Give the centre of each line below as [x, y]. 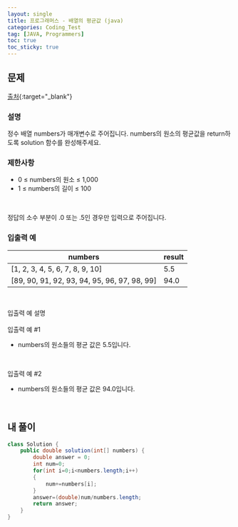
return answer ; [56, 504]
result [174, 256]
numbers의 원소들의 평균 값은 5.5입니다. [74, 344]
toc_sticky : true [33, 47]
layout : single [30, 14]
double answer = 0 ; [62, 458]
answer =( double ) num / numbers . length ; [87, 497]
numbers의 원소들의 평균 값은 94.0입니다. [76, 388]
